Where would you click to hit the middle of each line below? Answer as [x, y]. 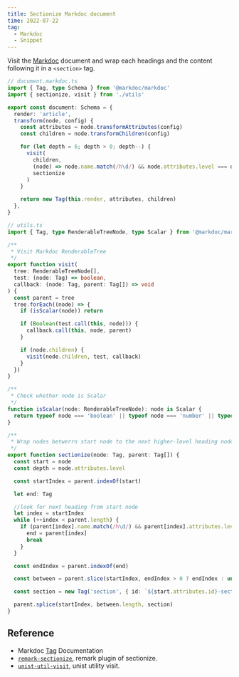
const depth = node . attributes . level [70, 468]
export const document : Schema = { [60, 107]
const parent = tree [44, 298]
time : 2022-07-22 [33, 21]
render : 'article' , [43, 114]
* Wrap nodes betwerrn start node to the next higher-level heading [114, 442]
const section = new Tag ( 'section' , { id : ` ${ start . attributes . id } [116, 592]
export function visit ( [43, 265]
